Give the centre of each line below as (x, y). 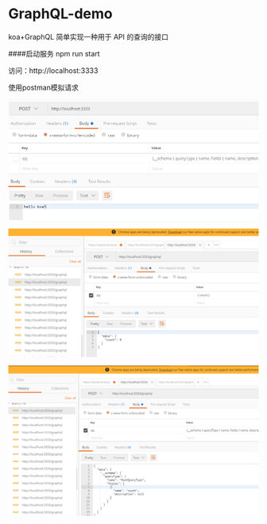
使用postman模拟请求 (44, 87)
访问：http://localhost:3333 (53, 70)
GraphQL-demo (60, 14)
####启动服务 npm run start (54, 53)
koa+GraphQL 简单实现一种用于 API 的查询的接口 (89, 37)
